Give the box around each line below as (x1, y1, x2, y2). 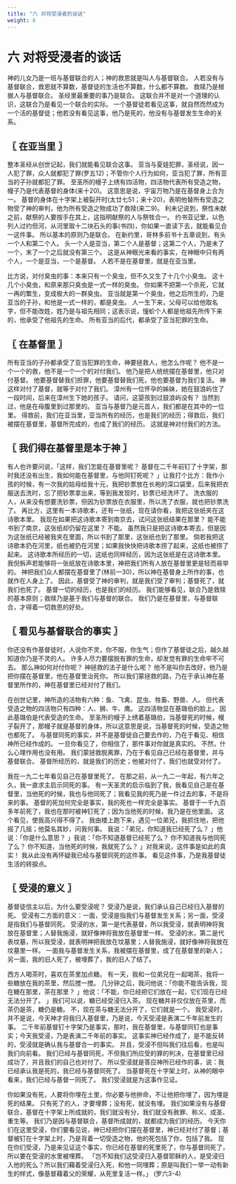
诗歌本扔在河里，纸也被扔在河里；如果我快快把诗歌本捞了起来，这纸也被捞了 (7, 541, 229, 549)
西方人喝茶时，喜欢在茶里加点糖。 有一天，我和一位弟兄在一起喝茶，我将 (7, 970, 218, 978)
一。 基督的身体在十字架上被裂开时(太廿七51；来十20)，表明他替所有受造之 (7, 195, 225, 204)
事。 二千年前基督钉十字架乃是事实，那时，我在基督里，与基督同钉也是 (7, 1022, 212, 1031)
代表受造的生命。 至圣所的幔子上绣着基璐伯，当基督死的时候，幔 (37, 713, 225, 721)
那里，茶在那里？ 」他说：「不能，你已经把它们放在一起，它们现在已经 (25, 987, 228, 996)
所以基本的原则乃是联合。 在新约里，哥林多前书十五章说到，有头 (39, 230, 226, 239)
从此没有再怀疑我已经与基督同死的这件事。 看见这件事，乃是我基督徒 (27, 851, 226, 859)
